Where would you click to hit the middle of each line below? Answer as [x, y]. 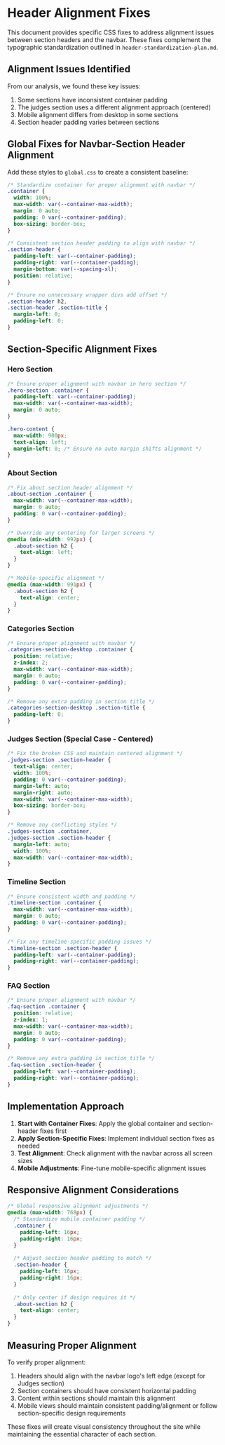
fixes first [53, 1131]
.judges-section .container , [50, 832]
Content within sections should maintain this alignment [96, 1398]
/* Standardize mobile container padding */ [80, 1219]
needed [28, 1146]
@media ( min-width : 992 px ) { [50, 539]
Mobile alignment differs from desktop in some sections [98, 114]
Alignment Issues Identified [69, 69]
